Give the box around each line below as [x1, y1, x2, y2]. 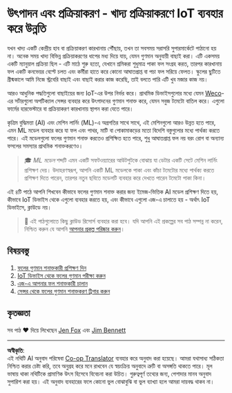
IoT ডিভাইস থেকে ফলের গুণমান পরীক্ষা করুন [17, 271, 106, 280]
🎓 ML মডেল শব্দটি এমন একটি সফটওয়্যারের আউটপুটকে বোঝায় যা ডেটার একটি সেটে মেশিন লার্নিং [23, 156, 217, 164]
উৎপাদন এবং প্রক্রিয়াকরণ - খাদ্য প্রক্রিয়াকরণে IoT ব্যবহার [7, 6, 223, 21]
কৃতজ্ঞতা [7, 307, 30, 320]
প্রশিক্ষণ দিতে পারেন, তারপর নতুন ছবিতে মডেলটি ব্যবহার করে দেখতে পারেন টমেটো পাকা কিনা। [23, 174, 206, 182]
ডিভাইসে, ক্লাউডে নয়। [7, 203, 52, 211]
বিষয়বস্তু [7, 245, 29, 257]
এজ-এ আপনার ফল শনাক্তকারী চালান [17, 279, 88, 287]
